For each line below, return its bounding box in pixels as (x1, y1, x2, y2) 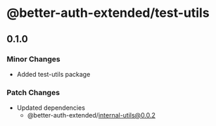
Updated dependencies (16, 103, 86, 112)
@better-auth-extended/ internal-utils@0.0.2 (27, 111, 156, 120)
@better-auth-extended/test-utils (6, 5, 210, 21)
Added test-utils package (16, 70, 91, 78)
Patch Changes (6, 87, 61, 97)
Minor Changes (6, 54, 61, 64)
